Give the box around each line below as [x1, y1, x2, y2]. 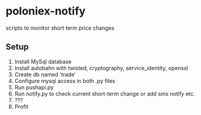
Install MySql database [14, 57, 72, 65]
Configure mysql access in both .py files [14, 77, 116, 84]
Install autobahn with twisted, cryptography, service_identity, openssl [14, 64, 188, 71]
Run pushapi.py [14, 84, 54, 91]
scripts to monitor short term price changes [5, 24, 115, 31]
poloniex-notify [5, 4, 86, 18]
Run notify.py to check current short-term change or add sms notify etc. [14, 90, 196, 97]
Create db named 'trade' [14, 71, 77, 78]
